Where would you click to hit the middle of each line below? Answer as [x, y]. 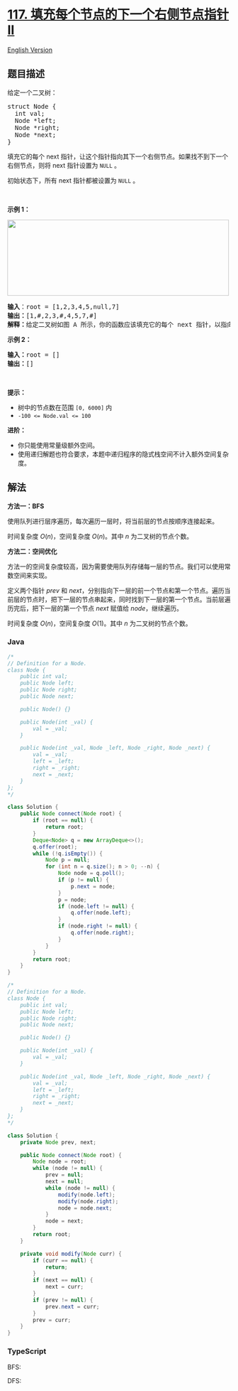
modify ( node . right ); [88, 1201]
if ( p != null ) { [84, 880]
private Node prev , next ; [58, 1142]
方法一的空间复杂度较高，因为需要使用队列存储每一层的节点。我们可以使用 [116, 566]
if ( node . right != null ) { [98, 926]
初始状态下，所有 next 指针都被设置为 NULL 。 [73, 180]
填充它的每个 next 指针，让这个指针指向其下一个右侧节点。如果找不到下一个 [118, 156]
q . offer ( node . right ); [102, 933]
